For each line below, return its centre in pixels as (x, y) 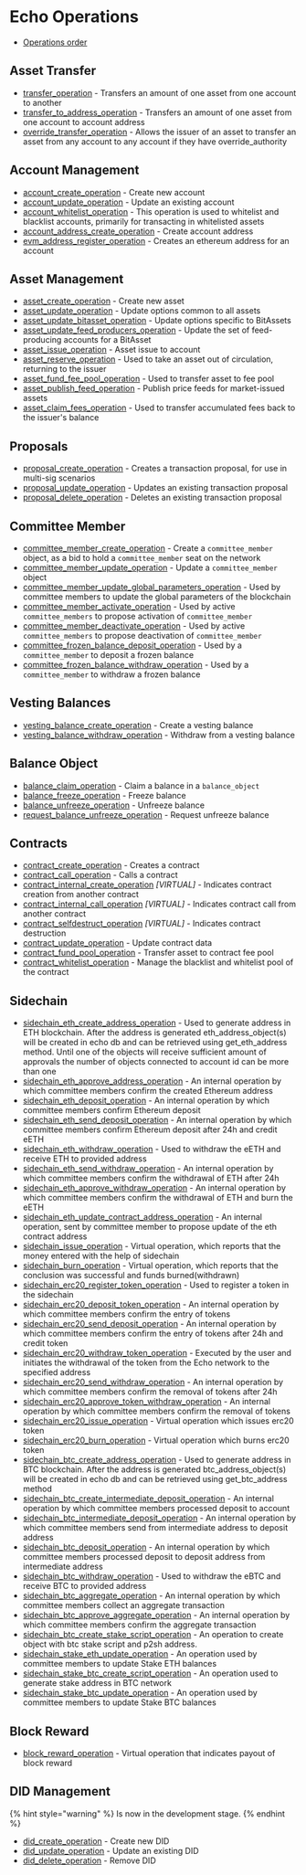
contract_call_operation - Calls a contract (100, 875)
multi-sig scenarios (59, 478)
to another (42, 102)
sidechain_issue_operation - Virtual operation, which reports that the (152, 1246)
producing (42, 340)
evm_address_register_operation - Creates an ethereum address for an (156, 240)
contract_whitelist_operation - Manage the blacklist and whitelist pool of (158, 962)
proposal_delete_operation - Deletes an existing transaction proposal (152, 498)
